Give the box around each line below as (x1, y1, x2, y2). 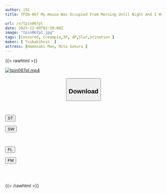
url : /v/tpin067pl (5, 21, 43, 26)
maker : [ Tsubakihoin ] (5, 39, 57, 45)
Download (69, 88, 98, 95)
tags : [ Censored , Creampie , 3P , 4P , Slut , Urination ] (5, 35, 114, 40)
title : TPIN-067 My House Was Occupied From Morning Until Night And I (5, 12, 157, 17)
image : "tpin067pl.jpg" (5, 30, 55, 35)
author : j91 (5, 7, 30, 12)
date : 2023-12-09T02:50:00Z (5, 25, 64, 30)
